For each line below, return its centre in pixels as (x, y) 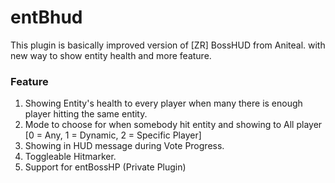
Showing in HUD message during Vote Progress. (124, 146)
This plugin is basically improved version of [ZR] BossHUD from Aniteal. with (168, 45)
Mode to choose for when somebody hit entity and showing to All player (173, 125)
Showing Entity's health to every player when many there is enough (163, 103)
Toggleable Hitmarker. (70, 157)
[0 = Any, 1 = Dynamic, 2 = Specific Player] (113, 135)
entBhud (46, 17)
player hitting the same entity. (86, 114)
